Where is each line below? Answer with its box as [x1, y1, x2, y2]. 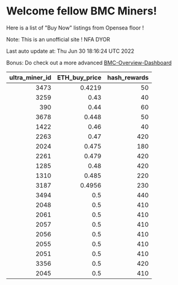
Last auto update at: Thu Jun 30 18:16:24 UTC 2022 [6, 47, 135, 55]
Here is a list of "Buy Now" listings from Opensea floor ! [6, 24, 144, 31]
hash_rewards [107, 73, 149, 82]
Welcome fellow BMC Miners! [6, 4, 158, 18]
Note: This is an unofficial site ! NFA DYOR [6, 35, 110, 43]
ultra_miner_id [9, 73, 52, 82]
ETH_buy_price [57, 73, 102, 82]
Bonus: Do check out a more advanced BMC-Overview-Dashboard [6, 59, 172, 66]
